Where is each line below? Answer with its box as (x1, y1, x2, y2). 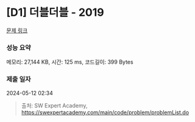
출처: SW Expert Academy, (21, 101, 88, 109)
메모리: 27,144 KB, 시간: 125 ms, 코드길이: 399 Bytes (6, 58, 133, 66)
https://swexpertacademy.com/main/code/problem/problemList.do (21, 109, 190, 116)
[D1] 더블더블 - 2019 (6, 5, 105, 19)
